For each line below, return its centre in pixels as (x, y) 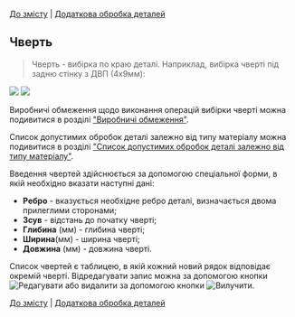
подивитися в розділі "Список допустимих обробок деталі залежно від (147, 146)
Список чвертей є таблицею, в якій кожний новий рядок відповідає (140, 266)
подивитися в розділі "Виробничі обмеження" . (99, 119)
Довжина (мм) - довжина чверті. (87, 248)
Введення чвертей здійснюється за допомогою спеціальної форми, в (143, 173)
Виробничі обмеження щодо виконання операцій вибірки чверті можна (148, 109)
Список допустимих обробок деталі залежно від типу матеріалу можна (148, 136)
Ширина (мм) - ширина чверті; (81, 238)
